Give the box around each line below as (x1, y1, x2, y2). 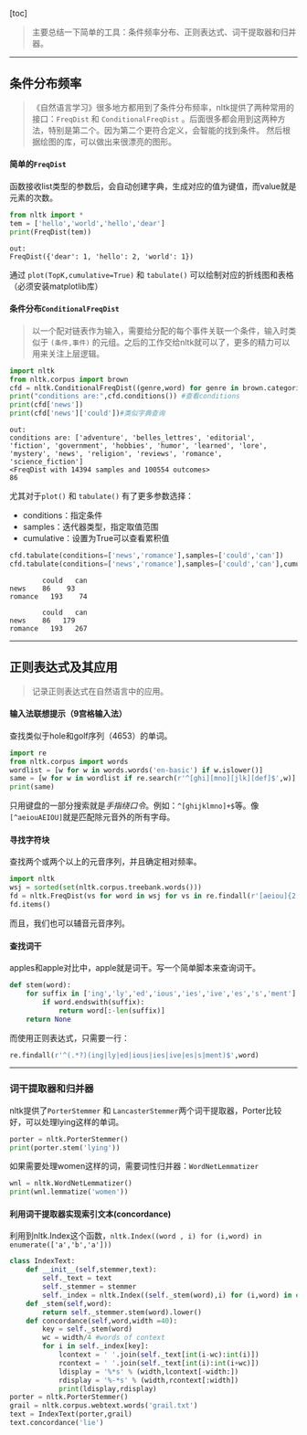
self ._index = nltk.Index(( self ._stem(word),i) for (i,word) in (42, 1291, 292, 1300)
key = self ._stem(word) (42, 1324, 132, 1334)
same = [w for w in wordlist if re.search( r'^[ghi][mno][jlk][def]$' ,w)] (9, 774, 297, 783)
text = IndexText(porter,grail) (9, 1409, 132, 1419)
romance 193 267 (9, 623, 89, 633)
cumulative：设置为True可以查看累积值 (22, 533, 170, 544)
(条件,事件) (49, 338, 90, 347)
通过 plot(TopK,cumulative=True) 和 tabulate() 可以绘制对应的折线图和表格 (9, 269, 294, 280)
